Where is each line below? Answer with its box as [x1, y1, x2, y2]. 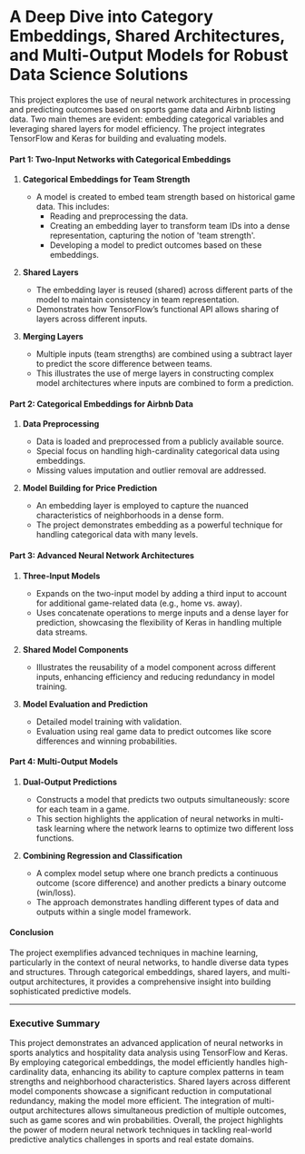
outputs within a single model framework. [35, 906, 192, 917]
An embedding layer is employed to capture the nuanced [35, 500, 250, 511]
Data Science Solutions [9, 64, 189, 85]
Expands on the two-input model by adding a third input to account [35, 587, 288, 598]
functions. [35, 833, 74, 843]
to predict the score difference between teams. [35, 359, 213, 370]
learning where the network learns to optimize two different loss [54, 823, 294, 833]
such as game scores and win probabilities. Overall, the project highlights [9, 1115, 284, 1126]
